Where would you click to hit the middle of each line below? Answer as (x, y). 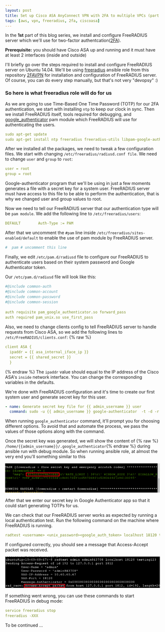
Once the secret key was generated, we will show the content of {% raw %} (82, 441)
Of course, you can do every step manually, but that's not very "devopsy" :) (82, 80)
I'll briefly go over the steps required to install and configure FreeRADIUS (79, 65)
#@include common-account (31, 291)
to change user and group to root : (39, 159)
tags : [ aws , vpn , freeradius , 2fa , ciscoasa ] (52, 21)
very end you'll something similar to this (45, 457)
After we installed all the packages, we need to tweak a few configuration (79, 149)
